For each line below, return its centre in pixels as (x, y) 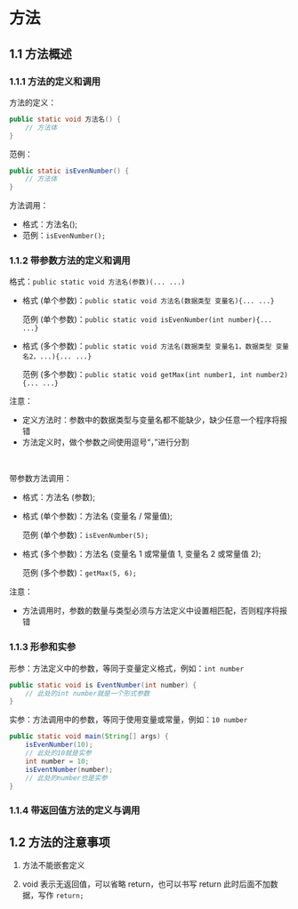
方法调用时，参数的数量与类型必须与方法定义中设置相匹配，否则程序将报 (154, 611)
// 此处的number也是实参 (67, 778)
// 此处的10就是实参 (58, 753)
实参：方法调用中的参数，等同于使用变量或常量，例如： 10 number (129, 720)
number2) (272, 375)
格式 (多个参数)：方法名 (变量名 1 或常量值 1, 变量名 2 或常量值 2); (141, 554)
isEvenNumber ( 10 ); (59, 745)
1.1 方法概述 (41, 54)
